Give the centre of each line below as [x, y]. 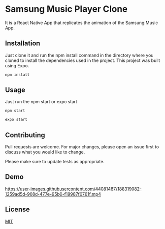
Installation [23, 43]
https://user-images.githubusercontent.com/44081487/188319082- [73, 189]
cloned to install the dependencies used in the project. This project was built [82, 60]
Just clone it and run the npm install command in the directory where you [79, 55]
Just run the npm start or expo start [41, 102]
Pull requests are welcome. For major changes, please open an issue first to [82, 147]
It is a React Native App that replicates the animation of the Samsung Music [82, 23]
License [17, 210]
